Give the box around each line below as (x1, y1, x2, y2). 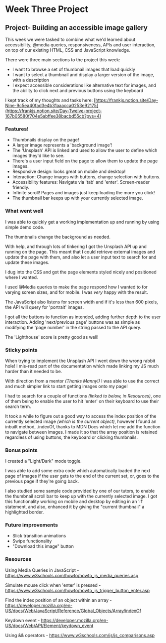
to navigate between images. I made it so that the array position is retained (5, 429, 158, 435)
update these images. (5, 259, 50, 265)
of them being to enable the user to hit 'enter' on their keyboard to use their (5, 398, 160, 404)
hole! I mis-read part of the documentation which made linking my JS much (5, 363, 159, 369)
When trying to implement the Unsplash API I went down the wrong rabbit (5, 358, 156, 364)
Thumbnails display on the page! (12, 137, 79, 143)
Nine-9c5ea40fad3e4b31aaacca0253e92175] (5, 103, 99, 108)
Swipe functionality (12, 538, 52, 544)
